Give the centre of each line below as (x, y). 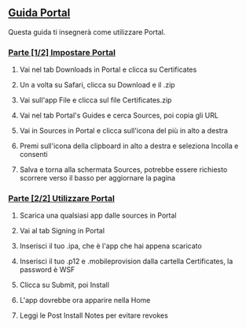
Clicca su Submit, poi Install (64, 285)
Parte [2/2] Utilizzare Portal (62, 199)
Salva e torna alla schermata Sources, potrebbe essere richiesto (123, 170)
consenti (34, 155)
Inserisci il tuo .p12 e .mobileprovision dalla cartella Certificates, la (126, 261)
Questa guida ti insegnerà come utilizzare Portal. (87, 32)
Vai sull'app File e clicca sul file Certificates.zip (95, 100)
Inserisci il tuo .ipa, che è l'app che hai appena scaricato (110, 246)
